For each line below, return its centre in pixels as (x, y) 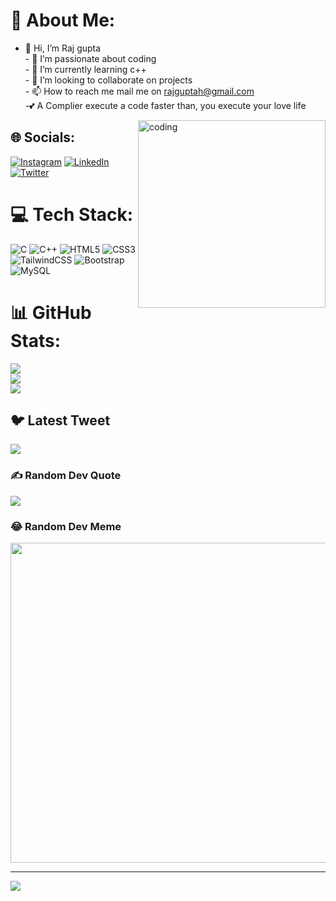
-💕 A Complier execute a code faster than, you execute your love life (165, 105)
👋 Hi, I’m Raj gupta (63, 48)
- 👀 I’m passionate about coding (90, 58)
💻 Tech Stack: (72, 214)
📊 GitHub (51, 312)
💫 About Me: (63, 20)
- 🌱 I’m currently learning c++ (85, 69)
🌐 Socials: (43, 137)
